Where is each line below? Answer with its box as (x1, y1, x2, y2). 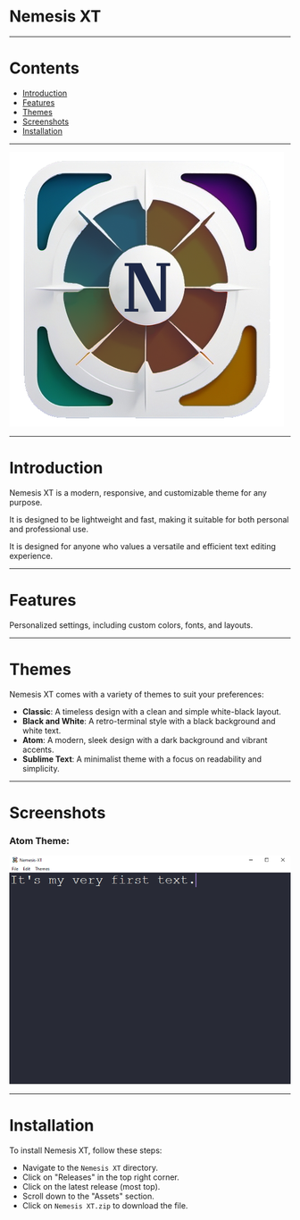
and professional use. (9, 523, 89, 534)
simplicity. (21, 763, 60, 773)
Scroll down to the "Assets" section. (21, 1191, 154, 1202)
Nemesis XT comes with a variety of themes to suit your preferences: (9, 689, 264, 699)
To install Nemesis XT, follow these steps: (9, 1145, 162, 1156)
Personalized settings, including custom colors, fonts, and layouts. (9, 619, 254, 631)
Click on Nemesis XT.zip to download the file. (21, 1200, 188, 1211)
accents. (21, 744, 54, 755)
